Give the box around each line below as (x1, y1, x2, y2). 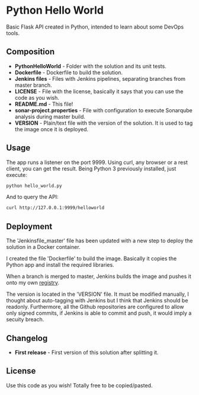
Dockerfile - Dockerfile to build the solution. (14, 69, 123, 76)
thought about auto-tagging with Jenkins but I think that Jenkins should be (6, 297, 188, 304)
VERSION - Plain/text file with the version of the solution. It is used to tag (14, 119, 193, 127)
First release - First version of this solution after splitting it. (14, 349, 159, 356)
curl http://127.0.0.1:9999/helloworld (6, 205, 105, 211)
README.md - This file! (14, 100, 73, 108)
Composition (6, 47, 55, 57)
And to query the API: (6, 194, 59, 201)
